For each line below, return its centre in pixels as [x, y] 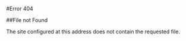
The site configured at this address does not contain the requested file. [93, 31]
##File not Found [27, 20]
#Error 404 [20, 9]
